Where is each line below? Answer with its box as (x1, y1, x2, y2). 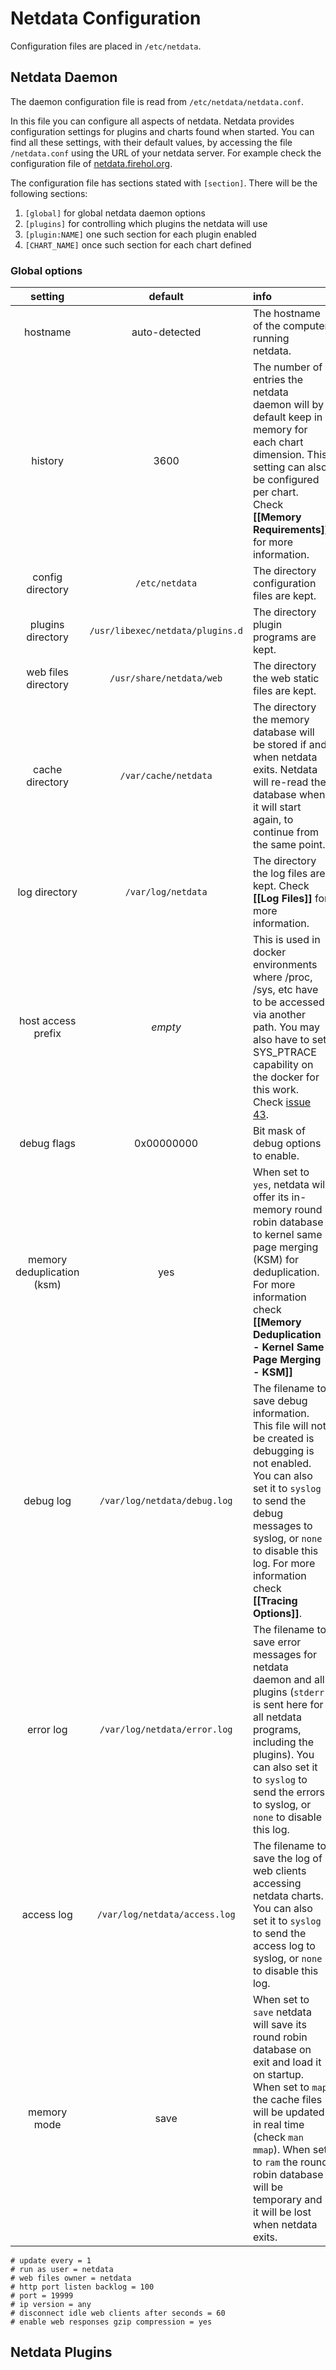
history (31, 454, 65, 468)
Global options (10, 263, 83, 277)
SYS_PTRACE (252, 1045, 317, 1059)
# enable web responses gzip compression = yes (10, 2317, 213, 2327)
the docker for (252, 1070, 320, 1084)
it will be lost (252, 2205, 312, 2219)
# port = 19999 (10, 2291, 74, 2301)
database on (252, 2043, 312, 2057)
